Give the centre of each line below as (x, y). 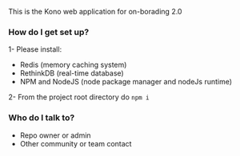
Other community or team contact (76, 143)
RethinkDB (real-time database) (72, 73)
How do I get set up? (49, 32)
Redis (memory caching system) (73, 65)
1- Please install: (35, 49)
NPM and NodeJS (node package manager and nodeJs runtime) (126, 82)
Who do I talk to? (42, 118)
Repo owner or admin (55, 135)
